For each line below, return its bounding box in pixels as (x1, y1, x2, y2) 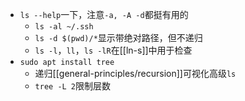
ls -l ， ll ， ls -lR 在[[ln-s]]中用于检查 (34, 44, 193, 56)
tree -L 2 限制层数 (34, 80, 112, 92)
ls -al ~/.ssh (34, 22, 94, 32)
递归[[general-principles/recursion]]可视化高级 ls (34, 68, 237, 79)
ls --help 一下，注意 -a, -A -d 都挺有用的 (19, 9, 189, 20)
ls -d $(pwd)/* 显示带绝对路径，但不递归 (34, 32, 203, 43)
